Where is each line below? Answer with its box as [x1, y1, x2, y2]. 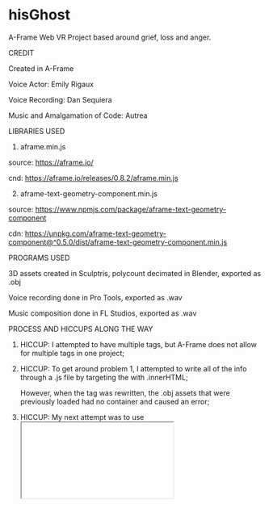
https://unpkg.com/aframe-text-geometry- [24, 228, 167, 238]
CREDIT [8, 48, 35, 57]
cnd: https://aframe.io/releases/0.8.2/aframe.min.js [8, 173, 179, 182]
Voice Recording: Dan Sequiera [8, 94, 112, 104]
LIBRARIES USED [8, 126, 65, 136]
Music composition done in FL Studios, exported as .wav [8, 308, 197, 318]
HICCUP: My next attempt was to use [19, 412, 145, 421]
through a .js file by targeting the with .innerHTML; [19, 372, 188, 382]
